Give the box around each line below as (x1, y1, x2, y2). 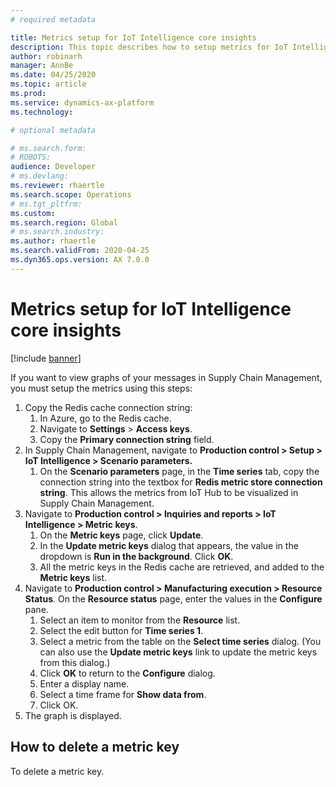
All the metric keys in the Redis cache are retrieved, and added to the (39, 561, 325, 573)
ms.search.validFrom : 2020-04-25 (10, 246, 150, 256)
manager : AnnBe (10, 61, 74, 71)
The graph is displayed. (24, 709, 122, 721)
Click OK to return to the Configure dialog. (39, 667, 216, 679)
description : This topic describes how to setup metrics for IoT (10, 42, 288, 52)
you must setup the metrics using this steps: (10, 382, 193, 394)
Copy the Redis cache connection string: (24, 401, 193, 413)
